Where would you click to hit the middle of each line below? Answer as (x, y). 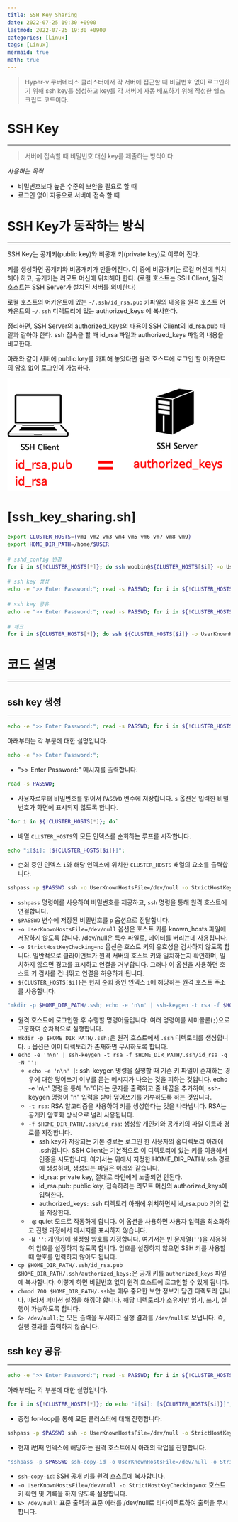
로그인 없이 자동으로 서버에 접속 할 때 (69, 195)
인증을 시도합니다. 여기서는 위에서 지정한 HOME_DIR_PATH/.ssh (128, 1159)
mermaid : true (28, 53)
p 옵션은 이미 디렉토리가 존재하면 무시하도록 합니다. (98, 1046)
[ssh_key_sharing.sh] (72, 517)
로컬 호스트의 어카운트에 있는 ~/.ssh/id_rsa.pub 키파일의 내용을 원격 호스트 (113, 302)
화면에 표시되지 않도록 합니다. (77, 807)
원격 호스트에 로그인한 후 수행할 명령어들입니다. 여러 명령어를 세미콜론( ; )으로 (124, 1020)
